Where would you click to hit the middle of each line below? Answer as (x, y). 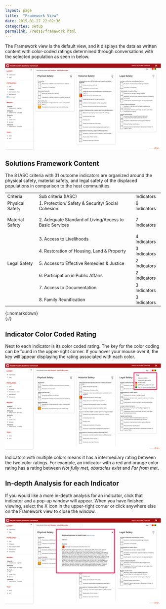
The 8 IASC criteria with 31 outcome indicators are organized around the (79, 176)
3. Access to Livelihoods (64, 239)
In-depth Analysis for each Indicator (62, 484)
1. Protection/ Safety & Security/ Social (78, 203)
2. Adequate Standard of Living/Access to (81, 220)
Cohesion (48, 209)
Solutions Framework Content (52, 163)
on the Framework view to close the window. (51, 511)
